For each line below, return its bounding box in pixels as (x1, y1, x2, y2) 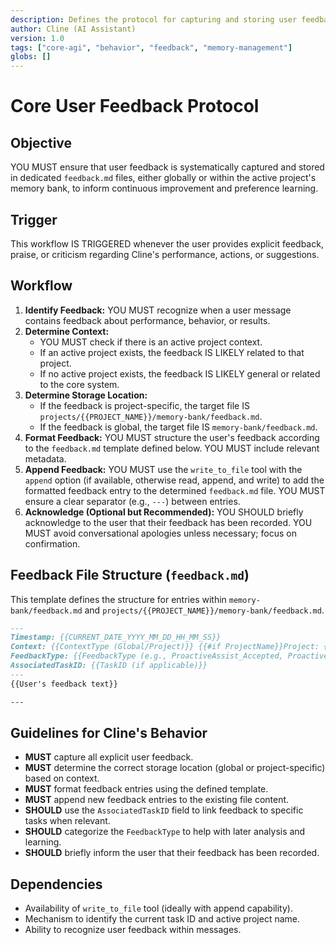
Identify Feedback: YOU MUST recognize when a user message (24, 304, 292, 316)
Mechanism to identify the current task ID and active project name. (24, 913, 300, 925)
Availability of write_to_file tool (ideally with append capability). (24, 902, 293, 915)
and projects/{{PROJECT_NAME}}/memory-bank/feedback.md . (84, 604, 325, 616)
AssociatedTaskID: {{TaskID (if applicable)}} (10, 661, 208, 671)
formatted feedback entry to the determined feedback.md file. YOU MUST (24, 484, 326, 496)
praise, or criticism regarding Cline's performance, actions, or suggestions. (10, 248, 320, 260)
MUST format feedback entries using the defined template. (24, 783, 269, 795)
